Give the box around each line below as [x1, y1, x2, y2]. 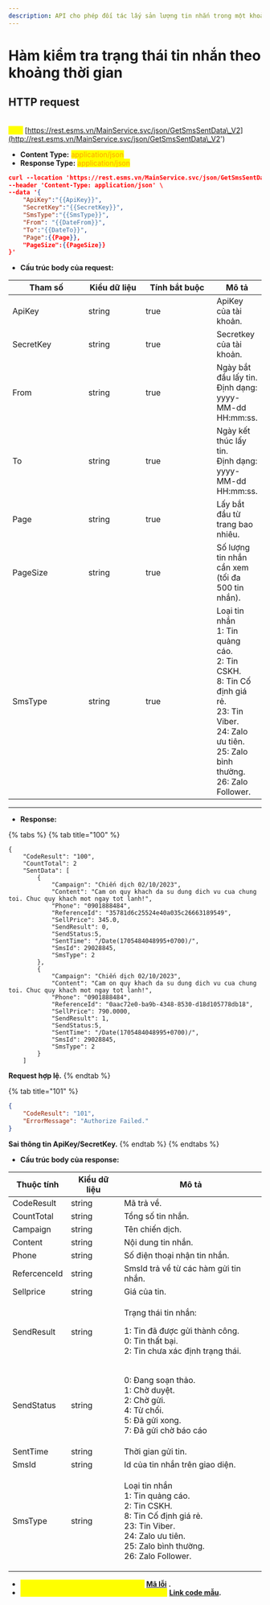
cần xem [216, 562, 249, 574]
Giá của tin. [124, 1286, 167, 1297]
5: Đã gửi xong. [124, 1414, 182, 1426]
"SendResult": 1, [51, 1014, 110, 1023]
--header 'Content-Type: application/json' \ [8, 181, 163, 189]
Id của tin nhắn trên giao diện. [124, 1459, 236, 1470]
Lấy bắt [216, 499, 245, 510]
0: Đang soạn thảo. [124, 1374, 196, 1385]
